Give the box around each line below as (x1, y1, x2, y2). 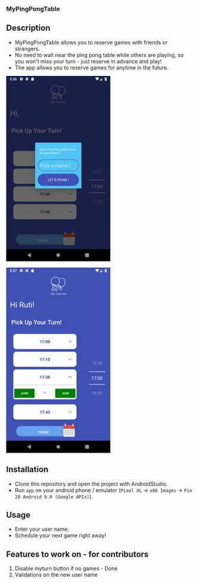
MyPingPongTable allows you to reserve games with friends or (14, 39, 168, 46)
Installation (6, 464, 49, 474)
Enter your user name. (14, 525, 69, 533)
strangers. (14, 45, 40, 52)
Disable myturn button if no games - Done (14, 565, 118, 572)
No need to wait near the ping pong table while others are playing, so (14, 51, 184, 58)
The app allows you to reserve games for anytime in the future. (14, 64, 169, 71)
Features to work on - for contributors (6, 549, 149, 559)
